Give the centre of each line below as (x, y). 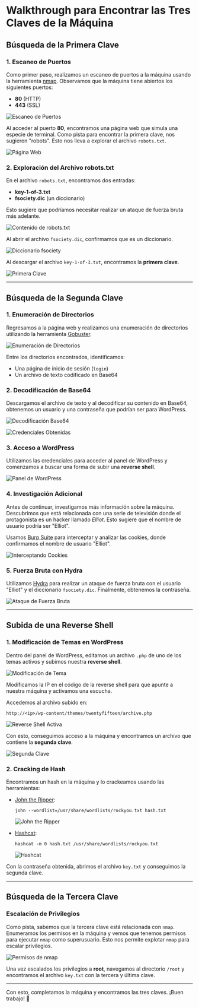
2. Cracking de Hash (36, 769)
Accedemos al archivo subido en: (47, 702)
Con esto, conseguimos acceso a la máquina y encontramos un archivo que (99, 736)
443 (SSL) (27, 105)
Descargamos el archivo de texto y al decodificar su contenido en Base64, (97, 403)
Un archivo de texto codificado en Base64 (66, 375)
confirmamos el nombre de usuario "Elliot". (59, 543)
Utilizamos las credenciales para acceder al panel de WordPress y (87, 461)
